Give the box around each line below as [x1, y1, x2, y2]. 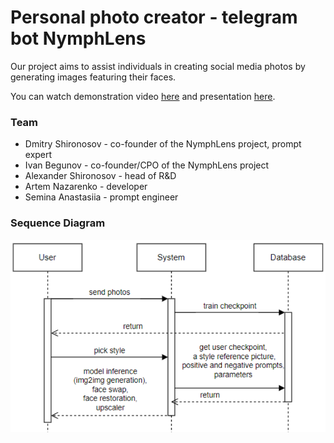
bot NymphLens [10, 27, 147, 50]
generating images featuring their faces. [10, 71, 177, 83]
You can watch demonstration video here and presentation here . [10, 90, 276, 102]
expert [24, 149, 53, 161]
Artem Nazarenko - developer [24, 181, 148, 193]
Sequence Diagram [10, 216, 106, 230]
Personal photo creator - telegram [10, 6, 298, 29]
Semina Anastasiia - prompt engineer [24, 191, 179, 203]
